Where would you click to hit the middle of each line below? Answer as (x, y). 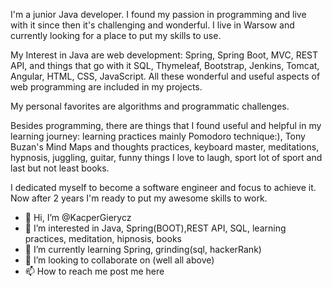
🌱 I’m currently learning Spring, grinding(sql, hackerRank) (143, 249)
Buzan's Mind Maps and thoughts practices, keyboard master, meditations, (165, 147)
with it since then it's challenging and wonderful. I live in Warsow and (152, 25)
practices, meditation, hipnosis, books (103, 238)
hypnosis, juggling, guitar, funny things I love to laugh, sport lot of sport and (166, 157)
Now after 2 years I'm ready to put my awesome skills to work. (139, 198)
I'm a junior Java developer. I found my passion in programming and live (158, 14)
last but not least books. (60, 168)
